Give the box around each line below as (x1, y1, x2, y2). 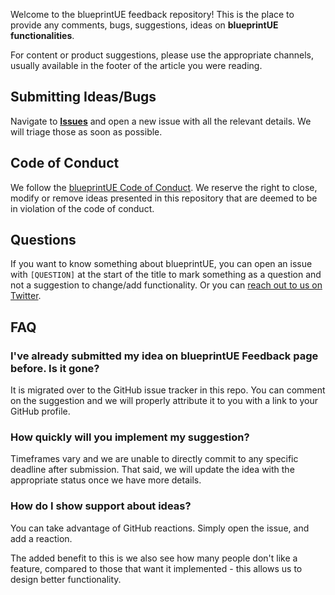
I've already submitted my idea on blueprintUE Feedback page (10, 349, 319, 363)
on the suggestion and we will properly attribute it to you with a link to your (10, 395, 319, 407)
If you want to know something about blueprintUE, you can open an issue (10, 258, 313, 270)
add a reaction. (10, 532, 73, 544)
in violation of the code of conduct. (10, 202, 155, 214)
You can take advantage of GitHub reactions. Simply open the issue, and (10, 522, 310, 534)
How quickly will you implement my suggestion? (10, 430, 250, 444)
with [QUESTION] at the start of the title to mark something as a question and (10, 269, 322, 281)
